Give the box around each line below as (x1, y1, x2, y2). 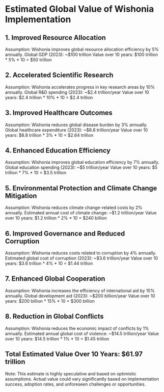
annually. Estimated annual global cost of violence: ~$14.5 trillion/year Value (5, 330, 159, 337)
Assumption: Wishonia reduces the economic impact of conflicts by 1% (5, 325, 149, 331)
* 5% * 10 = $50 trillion (5, 57, 52, 62)
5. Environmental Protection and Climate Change (5, 184, 157, 192)
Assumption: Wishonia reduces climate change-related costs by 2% (5, 205, 142, 210)
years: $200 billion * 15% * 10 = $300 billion (5, 298, 95, 304)
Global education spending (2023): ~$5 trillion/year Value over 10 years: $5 (5, 164, 158, 170)
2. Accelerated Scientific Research (5, 71, 114, 79)
